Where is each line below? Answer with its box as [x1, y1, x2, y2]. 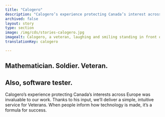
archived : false [5, 16, 38, 21]
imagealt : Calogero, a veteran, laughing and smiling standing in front [5, 35, 157, 40]
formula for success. [5, 107, 47, 113]
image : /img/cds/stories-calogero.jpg [5, 30, 84, 35]
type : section [5, 26, 34, 30]
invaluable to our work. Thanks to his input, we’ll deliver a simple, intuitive [5, 96, 154, 102]
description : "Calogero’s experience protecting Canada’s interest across [5, 12, 162, 17]
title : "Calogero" [5, 7, 43, 12]
